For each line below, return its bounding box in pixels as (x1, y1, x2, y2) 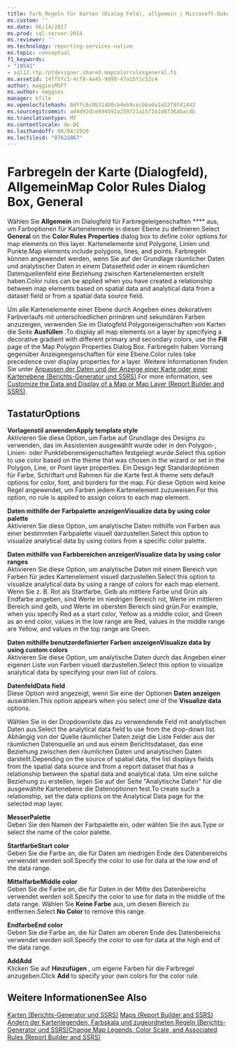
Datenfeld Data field (7, 681, 65, 690)
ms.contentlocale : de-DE (7, 121, 80, 128)
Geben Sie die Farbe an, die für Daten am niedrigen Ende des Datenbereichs (7, 849, 228, 857)
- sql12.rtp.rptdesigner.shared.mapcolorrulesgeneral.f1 (7, 69, 177, 76)
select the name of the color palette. (7, 828, 112, 836)
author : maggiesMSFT (7, 82, 68, 89)
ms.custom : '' (7, 17, 49, 24)
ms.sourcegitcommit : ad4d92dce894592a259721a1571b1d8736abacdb (7, 108, 196, 115)
